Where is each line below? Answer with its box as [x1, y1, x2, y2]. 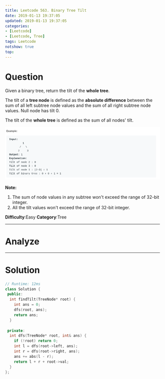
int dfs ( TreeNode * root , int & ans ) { [9, 333, 87, 338]
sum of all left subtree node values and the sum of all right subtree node [5, 102, 151, 108]
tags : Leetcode [5, 39, 36, 44]
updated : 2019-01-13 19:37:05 [5, 18, 67, 23]
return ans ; [14, 313, 38, 317]
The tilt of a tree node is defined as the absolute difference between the [5, 97, 153, 103]
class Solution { [5, 286, 41, 291]
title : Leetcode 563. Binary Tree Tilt [5, 8, 87, 13]
